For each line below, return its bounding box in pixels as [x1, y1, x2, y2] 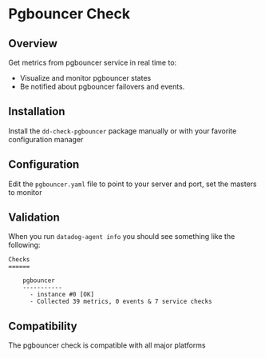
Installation [8, 105, 65, 118]
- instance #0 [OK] [29, 291, 94, 299]
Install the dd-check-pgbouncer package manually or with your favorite [8, 125, 237, 136]
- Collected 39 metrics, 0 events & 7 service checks [29, 297, 213, 306]
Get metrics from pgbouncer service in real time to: [8, 58, 177, 67]
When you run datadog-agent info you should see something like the [8, 232, 235, 241]
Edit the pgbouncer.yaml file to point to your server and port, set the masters [8, 179, 257, 189]
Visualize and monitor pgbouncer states [19, 74, 152, 82]
